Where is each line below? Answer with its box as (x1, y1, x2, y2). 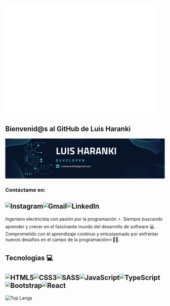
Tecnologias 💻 (5, 253, 54, 262)
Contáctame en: (5, 186, 46, 193)
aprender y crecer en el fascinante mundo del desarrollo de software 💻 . (5, 223, 156, 229)
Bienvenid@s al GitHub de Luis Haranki (5, 125, 131, 133)
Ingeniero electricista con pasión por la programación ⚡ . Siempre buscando (5, 216, 163, 222)
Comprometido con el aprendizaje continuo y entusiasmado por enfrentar (5, 230, 158, 237)
